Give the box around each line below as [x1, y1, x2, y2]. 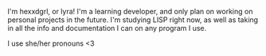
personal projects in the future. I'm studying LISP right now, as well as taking [7, 15, 259, 24]
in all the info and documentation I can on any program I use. [7, 24, 207, 32]
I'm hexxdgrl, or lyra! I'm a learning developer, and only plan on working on [7, 7, 253, 16]
